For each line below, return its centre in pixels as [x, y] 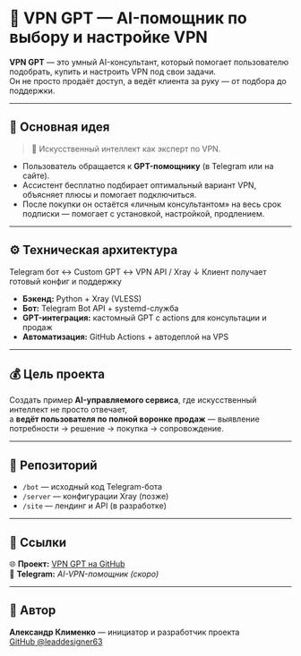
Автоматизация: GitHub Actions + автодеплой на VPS [125, 337]
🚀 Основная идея [60, 128]
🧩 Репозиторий [53, 465]
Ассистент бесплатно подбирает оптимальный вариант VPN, [139, 185]
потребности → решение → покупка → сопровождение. [116, 429]
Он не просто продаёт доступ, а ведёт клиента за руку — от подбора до [148, 81]
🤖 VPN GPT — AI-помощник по [129, 18]
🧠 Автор [33, 611]
